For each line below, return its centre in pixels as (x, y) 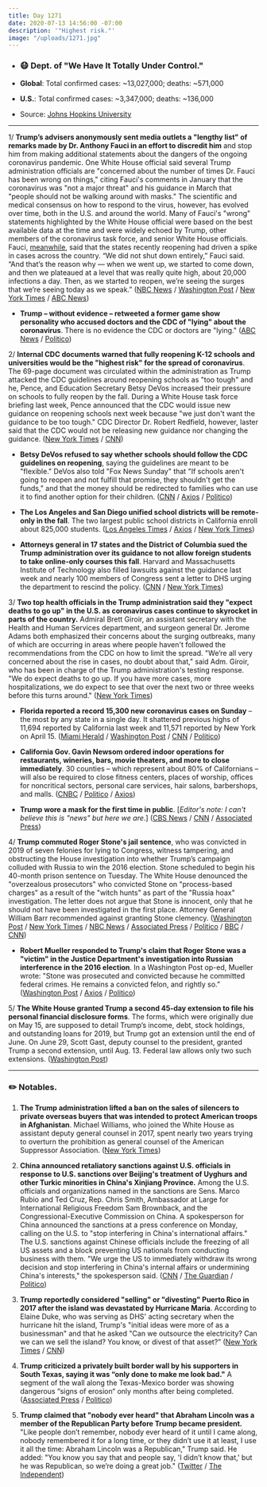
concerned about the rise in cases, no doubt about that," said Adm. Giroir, (129, 661)
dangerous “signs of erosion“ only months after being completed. (127, 1391)
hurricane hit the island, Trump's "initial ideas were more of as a (124, 1324)
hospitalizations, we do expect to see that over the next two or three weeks (131, 687)
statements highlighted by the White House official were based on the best (130, 222)
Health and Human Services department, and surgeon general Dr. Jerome (129, 627)
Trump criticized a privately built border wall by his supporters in (129, 1365)
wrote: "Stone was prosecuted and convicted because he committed (132, 975)
